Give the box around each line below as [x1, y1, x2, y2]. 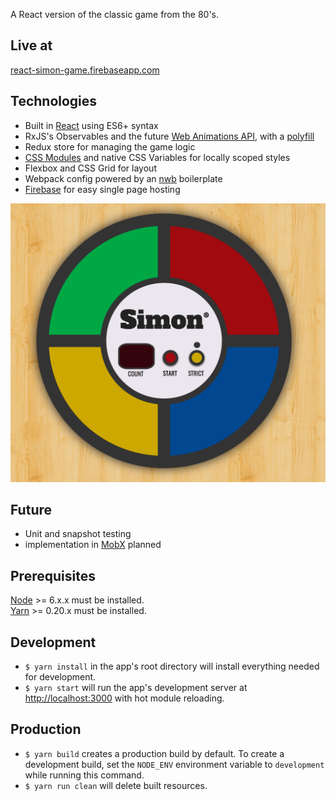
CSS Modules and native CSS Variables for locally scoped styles [24, 151, 291, 163]
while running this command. [24, 769, 145, 781]
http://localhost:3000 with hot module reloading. [24, 692, 225, 704]
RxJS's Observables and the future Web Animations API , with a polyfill [24, 130, 315, 142]
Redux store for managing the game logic [24, 140, 196, 153]
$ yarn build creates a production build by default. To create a [24, 747, 285, 759]
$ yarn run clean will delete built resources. [24, 779, 208, 791]
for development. [24, 670, 97, 683]
